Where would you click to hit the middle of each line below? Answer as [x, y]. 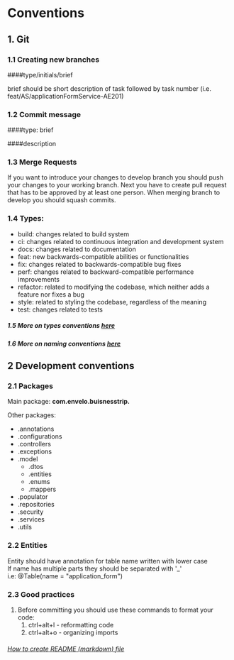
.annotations [36, 429]
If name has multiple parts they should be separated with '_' [95, 568]
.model [28, 459]
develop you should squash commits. [62, 200]
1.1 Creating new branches [54, 60]
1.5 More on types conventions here [61, 326]
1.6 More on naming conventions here [64, 343]
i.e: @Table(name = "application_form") [65, 576]
